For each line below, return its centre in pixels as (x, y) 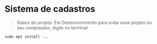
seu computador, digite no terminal (52, 27)
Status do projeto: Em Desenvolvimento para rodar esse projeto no (84, 22)
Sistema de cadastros (50, 9)
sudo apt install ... (27, 37)
